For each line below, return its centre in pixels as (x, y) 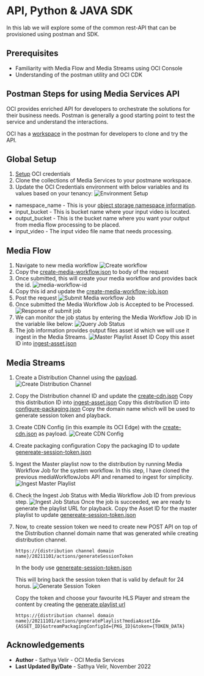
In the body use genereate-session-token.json (74, 568)
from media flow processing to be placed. (68, 225)
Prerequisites (32, 54)
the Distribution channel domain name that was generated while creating (107, 533)
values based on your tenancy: (54, 193)
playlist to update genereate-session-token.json (75, 515)
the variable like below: (44, 324)
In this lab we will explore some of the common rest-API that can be (91, 28)
